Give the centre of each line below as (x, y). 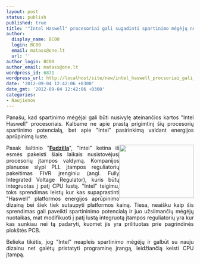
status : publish (26, 17)
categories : (21, 95)
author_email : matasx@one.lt (42, 67)
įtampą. (15, 254)
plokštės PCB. (23, 230)
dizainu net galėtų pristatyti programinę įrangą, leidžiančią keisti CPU (100, 248)
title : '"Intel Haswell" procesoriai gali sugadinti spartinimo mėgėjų (97, 28)
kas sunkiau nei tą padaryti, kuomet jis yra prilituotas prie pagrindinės (100, 223)
